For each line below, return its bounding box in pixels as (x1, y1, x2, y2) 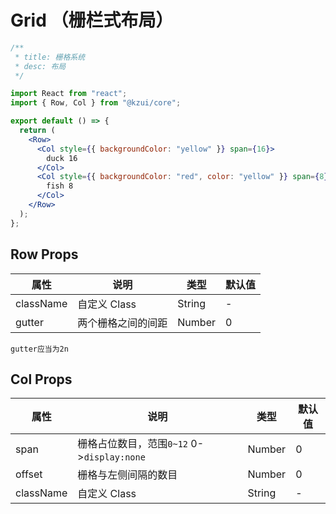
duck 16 (46, 153, 78, 163)
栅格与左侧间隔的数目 (77, 468, 178, 482)
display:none (83, 452, 146, 463)
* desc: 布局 (14, 61, 67, 71)
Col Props (10, 371, 73, 388)
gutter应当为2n (10, 344, 69, 354)
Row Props (10, 246, 79, 263)
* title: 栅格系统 (14, 52, 86, 62)
